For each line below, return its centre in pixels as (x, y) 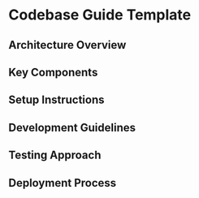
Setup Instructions (56, 100)
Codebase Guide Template (100, 15)
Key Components (53, 72)
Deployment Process (63, 183)
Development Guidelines (72, 127)
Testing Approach (55, 155)
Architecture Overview (67, 45)
